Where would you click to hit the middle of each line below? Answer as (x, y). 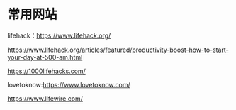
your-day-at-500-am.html (45, 57)
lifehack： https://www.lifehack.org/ (59, 35)
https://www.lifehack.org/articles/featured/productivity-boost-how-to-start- (118, 50)
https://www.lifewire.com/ (45, 98)
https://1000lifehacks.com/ (47, 71)
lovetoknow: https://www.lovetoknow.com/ (69, 84)
